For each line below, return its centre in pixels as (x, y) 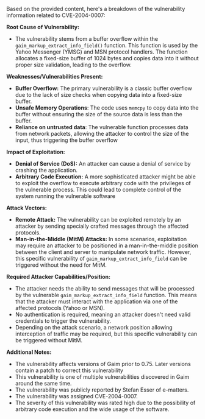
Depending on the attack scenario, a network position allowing (94, 327)
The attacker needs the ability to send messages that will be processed (105, 288)
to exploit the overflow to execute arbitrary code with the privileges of (103, 183)
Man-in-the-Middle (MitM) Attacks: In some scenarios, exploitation (101, 239)
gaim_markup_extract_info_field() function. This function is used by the (106, 45)
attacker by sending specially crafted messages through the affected (102, 226)
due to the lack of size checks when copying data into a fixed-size (99, 95)
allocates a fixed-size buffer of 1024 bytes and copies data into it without (107, 58)
